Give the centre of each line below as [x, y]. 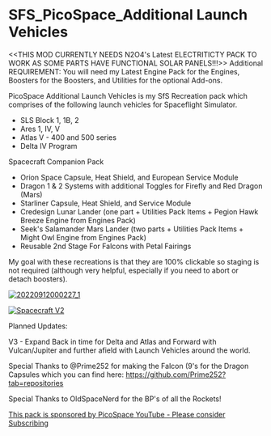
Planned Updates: [38, 326]
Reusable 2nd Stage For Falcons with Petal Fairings [106, 246]
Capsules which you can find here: [66, 375]
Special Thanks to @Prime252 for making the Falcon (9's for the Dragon [129, 366]
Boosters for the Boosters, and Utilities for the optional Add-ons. [116, 80]
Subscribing [28, 423]
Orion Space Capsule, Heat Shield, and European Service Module [129, 177]
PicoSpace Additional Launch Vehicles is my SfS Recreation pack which [128, 95]
